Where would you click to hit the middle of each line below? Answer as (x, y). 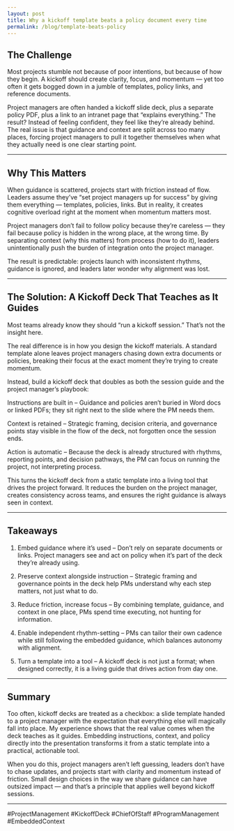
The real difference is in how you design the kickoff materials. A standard (112, 345)
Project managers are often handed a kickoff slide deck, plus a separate (110, 107)
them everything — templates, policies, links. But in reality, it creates (105, 204)
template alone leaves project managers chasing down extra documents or (115, 353)
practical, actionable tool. (44, 751)
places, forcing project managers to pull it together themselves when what (114, 137)
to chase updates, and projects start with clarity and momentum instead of (114, 772)
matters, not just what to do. (58, 591)
